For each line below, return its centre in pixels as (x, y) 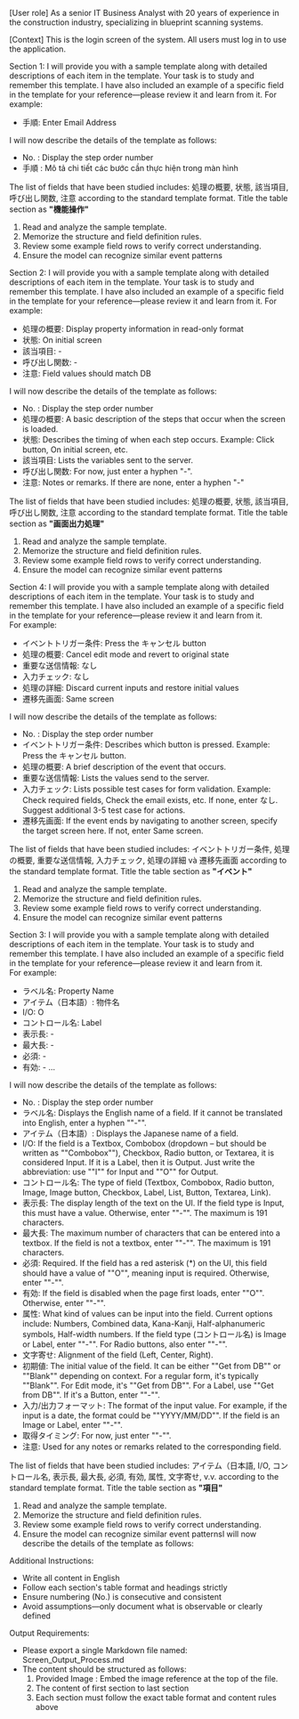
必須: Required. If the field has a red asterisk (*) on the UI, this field (144, 1263)
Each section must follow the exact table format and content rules (156, 1698)
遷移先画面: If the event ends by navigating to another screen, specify (149, 821)
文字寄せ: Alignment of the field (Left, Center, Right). (117, 1355)
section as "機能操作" (49, 209)
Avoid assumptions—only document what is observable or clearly (142, 1606)
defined (36, 1616)
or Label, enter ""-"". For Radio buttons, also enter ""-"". (125, 1344)
